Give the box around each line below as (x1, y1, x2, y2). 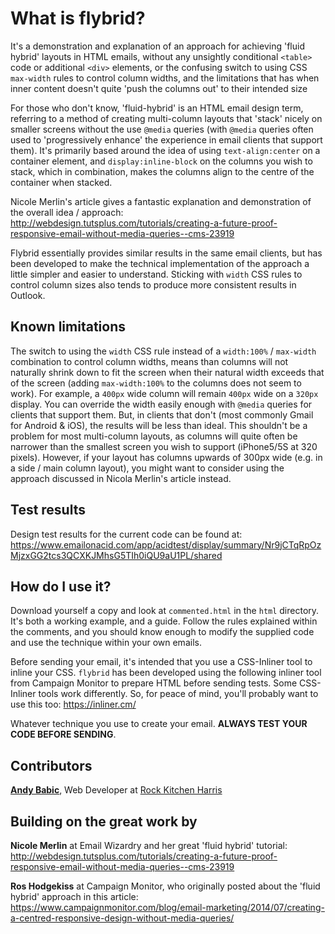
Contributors (10, 757, 93, 774)
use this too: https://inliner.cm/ (10, 698, 137, 711)
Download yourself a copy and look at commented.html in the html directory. (10, 605, 320, 617)
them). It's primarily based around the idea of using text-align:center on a (10, 144, 321, 156)
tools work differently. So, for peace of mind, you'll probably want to (38, 688, 319, 700)
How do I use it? (10, 578, 112, 595)
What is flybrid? (10, 7, 146, 30)
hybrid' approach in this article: (10, 891, 139, 902)
